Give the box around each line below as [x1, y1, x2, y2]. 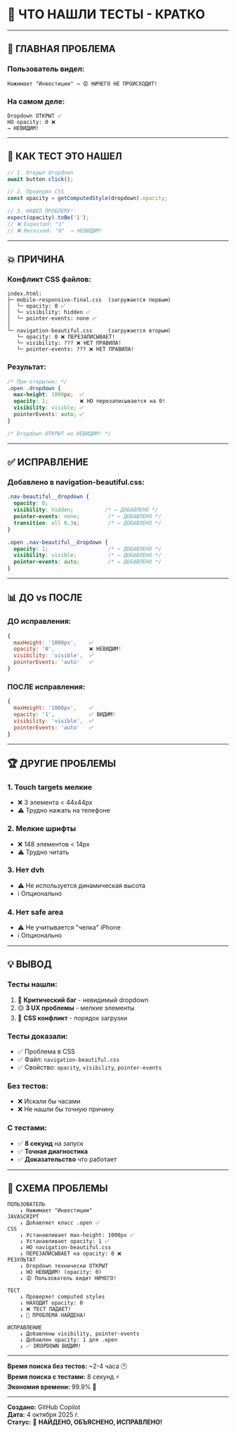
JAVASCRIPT [7, 1213, 39, 1220]
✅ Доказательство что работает [17, 1155, 117, 1163]
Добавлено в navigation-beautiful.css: [7, 477, 145, 487]
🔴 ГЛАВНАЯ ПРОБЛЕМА [7, 43, 116, 55]
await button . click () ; [7, 175, 74, 182]
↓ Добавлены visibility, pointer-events [20, 1330, 140, 1337]
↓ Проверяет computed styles [20, 1294, 105, 1301]
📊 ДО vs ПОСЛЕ [7, 592, 83, 604]
